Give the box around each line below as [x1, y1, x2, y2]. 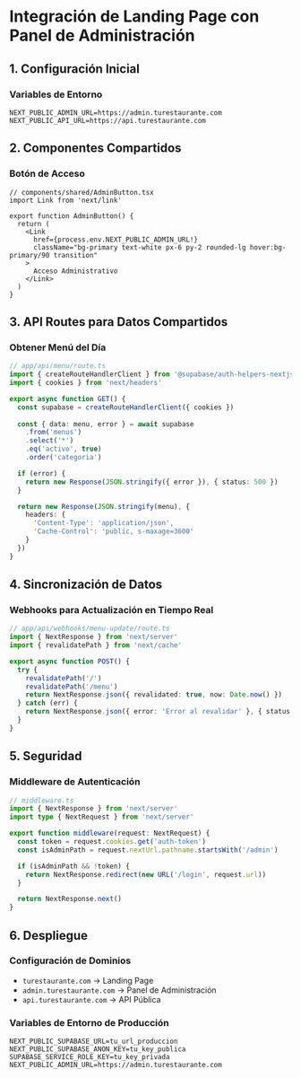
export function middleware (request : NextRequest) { [9, 828, 211, 838]
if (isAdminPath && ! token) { [17, 862, 130, 871]
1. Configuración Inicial [9, 61, 141, 76]
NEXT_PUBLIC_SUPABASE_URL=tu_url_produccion [9, 1037, 178, 1047]
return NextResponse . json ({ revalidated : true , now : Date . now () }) [25, 690, 282, 699]
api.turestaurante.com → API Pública [21, 994, 161, 1004]
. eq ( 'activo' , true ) [25, 444, 102, 454]
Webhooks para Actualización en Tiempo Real [9, 603, 214, 616]
